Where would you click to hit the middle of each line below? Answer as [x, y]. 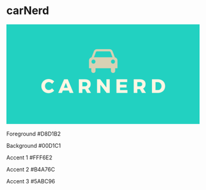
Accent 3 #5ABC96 [31, 181]
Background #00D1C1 [34, 145]
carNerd [28, 11]
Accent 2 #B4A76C [31, 169]
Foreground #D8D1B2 [34, 134]
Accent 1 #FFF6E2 [29, 158]
